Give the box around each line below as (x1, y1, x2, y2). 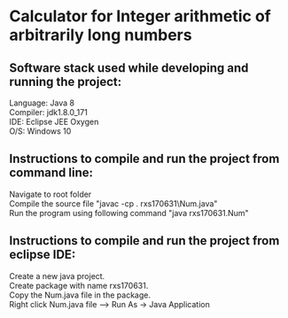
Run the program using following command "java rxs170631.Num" (9, 207, 250, 218)
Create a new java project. (9, 270, 105, 281)
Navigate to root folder (9, 189, 92, 199)
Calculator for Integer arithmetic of (9, 6, 272, 27)
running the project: (9, 74, 122, 89)
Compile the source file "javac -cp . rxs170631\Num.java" (9, 198, 218, 209)
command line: (9, 166, 94, 181)
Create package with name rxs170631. (9, 280, 149, 291)
